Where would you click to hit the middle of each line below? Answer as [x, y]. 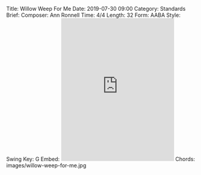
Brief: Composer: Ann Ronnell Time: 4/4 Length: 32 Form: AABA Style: [93, 15]
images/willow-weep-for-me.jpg [46, 165]
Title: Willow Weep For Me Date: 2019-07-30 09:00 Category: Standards [96, 9]
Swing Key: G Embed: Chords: [101, 159]
